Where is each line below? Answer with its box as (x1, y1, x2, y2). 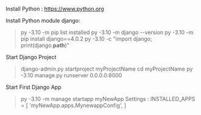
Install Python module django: (5, 17, 80, 24)
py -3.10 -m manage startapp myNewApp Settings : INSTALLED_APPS (20, 96, 196, 102)
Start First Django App (5, 83, 62, 91)
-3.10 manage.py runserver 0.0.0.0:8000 (20, 72, 122, 78)
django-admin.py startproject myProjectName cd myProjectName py (20, 65, 193, 72)
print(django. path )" (20, 42, 69, 49)
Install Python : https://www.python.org (5, 5, 104, 12)
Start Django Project (5, 54, 57, 60)
